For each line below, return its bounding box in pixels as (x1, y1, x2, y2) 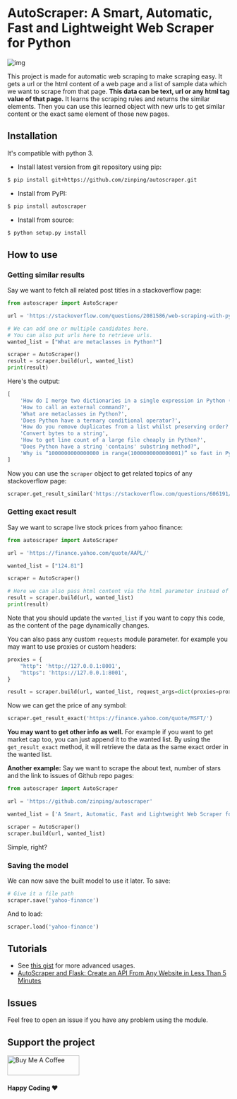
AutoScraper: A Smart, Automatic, (7, 5, 213, 21)
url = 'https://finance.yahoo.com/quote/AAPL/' (7, 549, 150, 556)
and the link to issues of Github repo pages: (7, 772, 134, 780)
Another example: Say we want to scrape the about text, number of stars (7, 764, 221, 772)
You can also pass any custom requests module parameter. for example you (7, 635, 228, 643)
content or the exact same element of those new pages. (7, 110, 170, 118)
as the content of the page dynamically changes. (7, 621, 150, 630)
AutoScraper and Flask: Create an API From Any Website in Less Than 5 (17, 969, 227, 977)
